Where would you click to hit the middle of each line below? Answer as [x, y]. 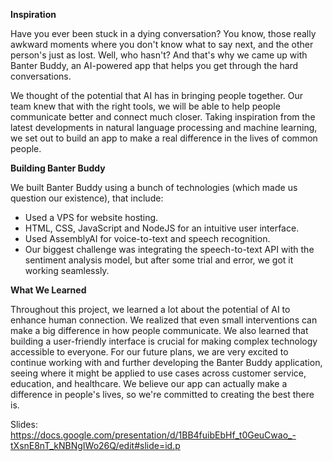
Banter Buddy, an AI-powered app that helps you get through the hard [154, 65]
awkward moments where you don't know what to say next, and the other [162, 44]
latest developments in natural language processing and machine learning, [164, 127]
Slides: [24, 424]
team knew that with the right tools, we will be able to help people [145, 106]
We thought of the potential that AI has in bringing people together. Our [157, 95]
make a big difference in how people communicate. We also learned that [159, 330]
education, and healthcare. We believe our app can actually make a [149, 383]
